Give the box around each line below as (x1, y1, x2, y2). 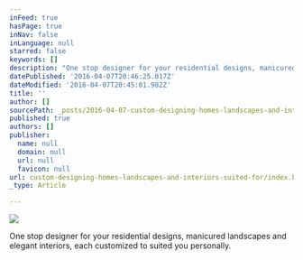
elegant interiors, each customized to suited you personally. (9, 240, 232, 251)
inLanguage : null (9, 38, 75, 48)
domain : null (17, 147, 67, 156)
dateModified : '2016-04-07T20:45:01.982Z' (9, 80, 171, 89)
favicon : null (17, 164, 70, 173)
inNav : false (9, 30, 59, 39)
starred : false (9, 47, 67, 56)
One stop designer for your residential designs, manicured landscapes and (9, 231, 287, 242)
